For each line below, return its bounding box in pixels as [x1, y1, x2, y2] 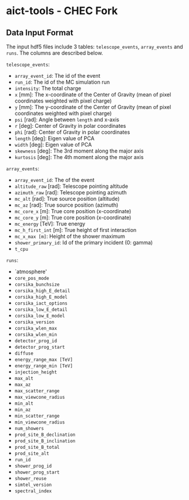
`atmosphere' [14, 268, 48, 275]
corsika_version [14, 319, 55, 325]
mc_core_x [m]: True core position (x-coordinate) [14, 208, 131, 214]
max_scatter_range [14, 388, 60, 394]
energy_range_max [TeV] [14, 357, 73, 363]
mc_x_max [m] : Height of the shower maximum [14, 233, 125, 240]
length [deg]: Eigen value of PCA [14, 135, 95, 142]
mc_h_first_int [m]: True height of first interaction [14, 227, 137, 233]
